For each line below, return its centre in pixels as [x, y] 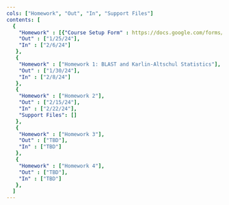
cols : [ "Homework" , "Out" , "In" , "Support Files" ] [80, 13]
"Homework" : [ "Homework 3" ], [62, 134]
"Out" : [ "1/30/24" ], [49, 70]
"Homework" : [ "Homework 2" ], [62, 96]
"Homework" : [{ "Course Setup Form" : [74, 32]
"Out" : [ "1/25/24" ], [49, 39]
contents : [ [23, 20]
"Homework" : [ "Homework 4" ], [62, 166]
